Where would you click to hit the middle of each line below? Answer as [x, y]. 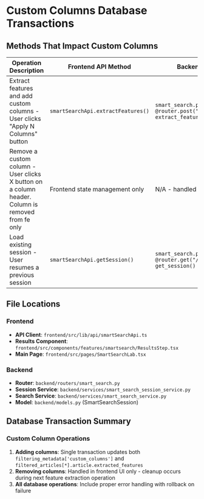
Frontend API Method [100, 66]
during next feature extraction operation [65, 478]
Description [27, 70]
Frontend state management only [97, 189]
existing [21, 245]
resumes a [24, 267]
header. [20, 197]
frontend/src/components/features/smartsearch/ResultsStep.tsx [97, 348]
